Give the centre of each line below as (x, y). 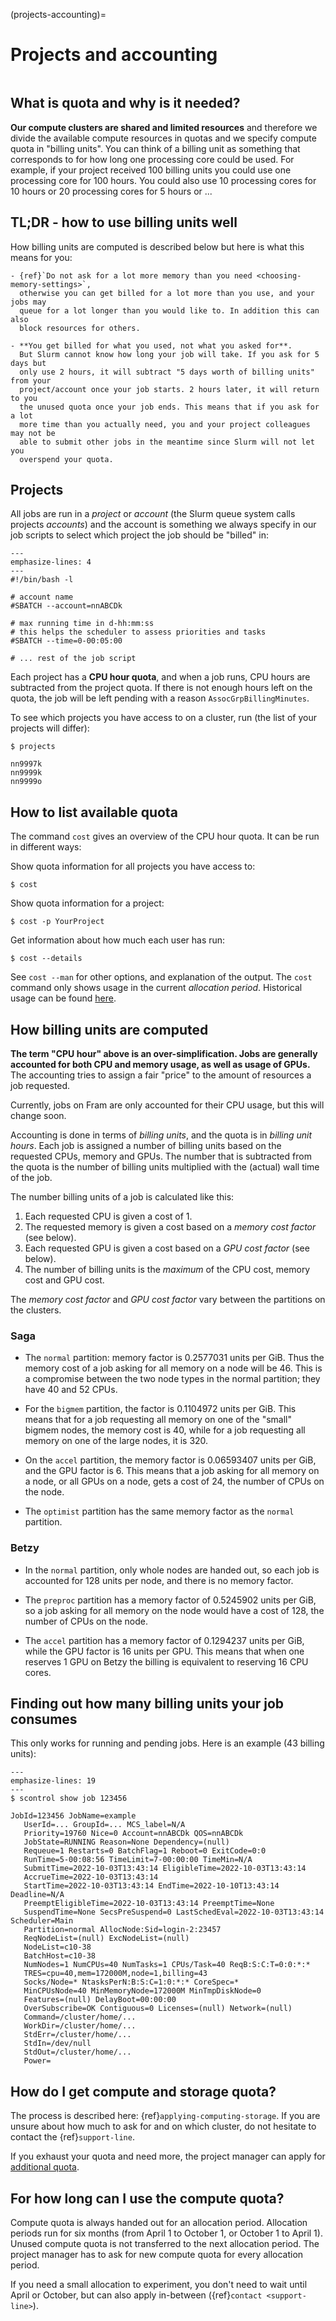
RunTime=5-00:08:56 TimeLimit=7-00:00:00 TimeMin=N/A (138, 1860)
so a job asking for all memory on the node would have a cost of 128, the (174, 1610)
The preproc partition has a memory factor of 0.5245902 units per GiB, (170, 1600)
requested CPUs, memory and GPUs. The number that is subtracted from (161, 1156)
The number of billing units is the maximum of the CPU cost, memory (167, 1269)
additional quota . (45, 2167)
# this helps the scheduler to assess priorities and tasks (138, 632)
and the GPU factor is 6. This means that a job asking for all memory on (172, 1471)
